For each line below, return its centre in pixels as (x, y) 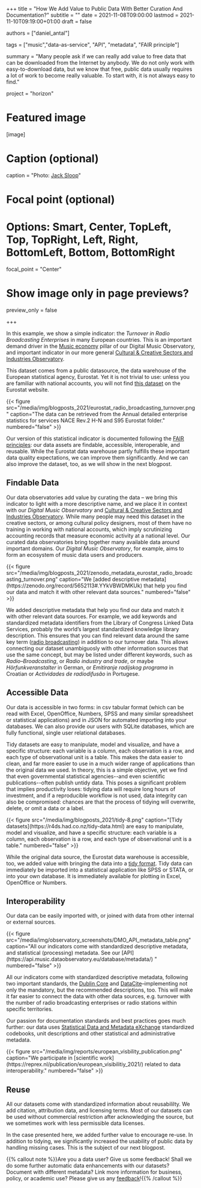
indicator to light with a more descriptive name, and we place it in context (97, 503)
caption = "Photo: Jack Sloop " (43, 175)
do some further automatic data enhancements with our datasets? (88, 1166)
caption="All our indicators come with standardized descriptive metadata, (97, 947)
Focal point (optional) (61, 200)
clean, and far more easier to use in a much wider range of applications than (100, 763)
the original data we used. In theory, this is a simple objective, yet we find (97, 770)
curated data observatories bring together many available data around (93, 542)
